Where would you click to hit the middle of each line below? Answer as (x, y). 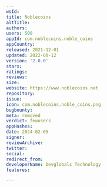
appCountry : (21, 45)
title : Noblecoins (29, 17)
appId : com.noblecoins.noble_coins (50, 39)
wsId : (13, 11)
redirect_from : (25, 159)
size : (13, 83)
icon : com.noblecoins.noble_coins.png (53, 104)
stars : (14, 66)
